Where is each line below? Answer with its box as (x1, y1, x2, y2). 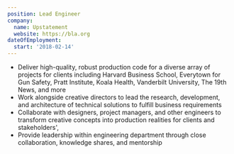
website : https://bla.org (13, 30, 91, 38)
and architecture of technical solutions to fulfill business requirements (17, 101, 222, 109)
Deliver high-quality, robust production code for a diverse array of (17, 63, 211, 71)
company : (7, 17, 33, 24)
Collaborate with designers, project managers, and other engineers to (17, 108, 221, 116)
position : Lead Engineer (7, 10, 81, 18)
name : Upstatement (13, 23, 69, 31)
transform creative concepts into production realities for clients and (17, 116, 215, 124)
